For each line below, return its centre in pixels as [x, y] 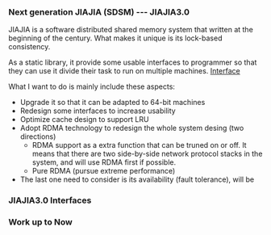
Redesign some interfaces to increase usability [98, 111]
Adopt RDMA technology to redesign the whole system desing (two [132, 128]
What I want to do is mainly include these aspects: [92, 86]
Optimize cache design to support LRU [84, 120]
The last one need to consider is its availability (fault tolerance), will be [137, 179]
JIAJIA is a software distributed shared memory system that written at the [131, 30]
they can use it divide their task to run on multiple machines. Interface [124, 71]
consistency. [29, 47]
